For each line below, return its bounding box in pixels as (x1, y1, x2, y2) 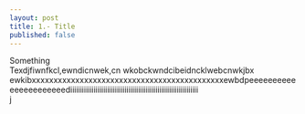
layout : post (9, 13, 59, 23)
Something (9, 56, 50, 67)
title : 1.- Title (9, 22, 76, 31)
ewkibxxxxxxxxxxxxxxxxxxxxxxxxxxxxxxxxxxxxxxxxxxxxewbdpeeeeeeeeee (9, 75, 297, 86)
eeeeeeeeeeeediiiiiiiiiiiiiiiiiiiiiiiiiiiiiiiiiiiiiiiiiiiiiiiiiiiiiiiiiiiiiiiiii (9, 84, 199, 96)
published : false (9, 30, 76, 39)
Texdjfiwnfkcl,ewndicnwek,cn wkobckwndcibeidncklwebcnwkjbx (9, 65, 255, 76)
